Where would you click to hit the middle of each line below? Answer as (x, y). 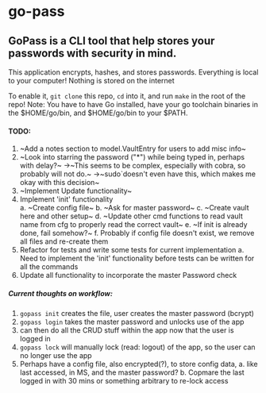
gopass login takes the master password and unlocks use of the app (132, 322)
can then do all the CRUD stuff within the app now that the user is (127, 330)
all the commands (49, 267)
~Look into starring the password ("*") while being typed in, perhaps (132, 157)
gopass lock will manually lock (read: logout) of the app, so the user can (137, 347)
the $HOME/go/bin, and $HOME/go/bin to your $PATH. (98, 113)
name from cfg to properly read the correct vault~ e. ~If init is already (133, 225)
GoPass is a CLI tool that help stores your (112, 41)
